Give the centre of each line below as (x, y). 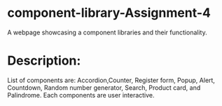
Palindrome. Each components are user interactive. (81, 95)
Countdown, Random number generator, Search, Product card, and (104, 87)
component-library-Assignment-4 (109, 13)
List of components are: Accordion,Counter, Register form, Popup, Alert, (111, 80)
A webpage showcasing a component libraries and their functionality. (107, 32)
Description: (44, 61)
